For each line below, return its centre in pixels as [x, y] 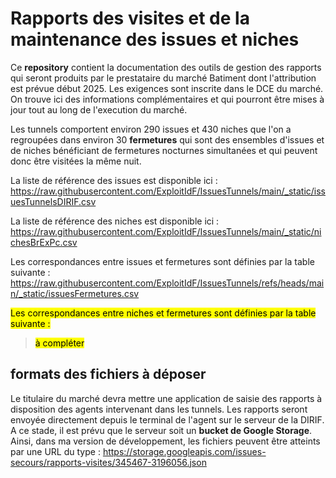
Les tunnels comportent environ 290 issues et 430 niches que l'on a [151, 129]
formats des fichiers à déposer [108, 374]
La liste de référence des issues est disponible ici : [114, 180]
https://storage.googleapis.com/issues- [184, 451]
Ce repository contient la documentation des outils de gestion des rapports [166, 67]
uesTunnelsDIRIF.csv [53, 201]
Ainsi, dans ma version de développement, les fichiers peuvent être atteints [165, 441]
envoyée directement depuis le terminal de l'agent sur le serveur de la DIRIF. [167, 419]
